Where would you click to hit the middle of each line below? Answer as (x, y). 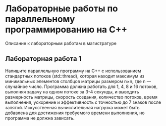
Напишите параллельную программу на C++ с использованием (73, 71)
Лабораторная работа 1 (43, 59)
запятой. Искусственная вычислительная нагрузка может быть (72, 107)
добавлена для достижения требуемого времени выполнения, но (75, 113)
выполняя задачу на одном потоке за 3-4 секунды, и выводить (72, 91)
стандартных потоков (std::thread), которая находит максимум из (75, 76)
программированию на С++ (66, 30)
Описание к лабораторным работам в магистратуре (61, 43)
